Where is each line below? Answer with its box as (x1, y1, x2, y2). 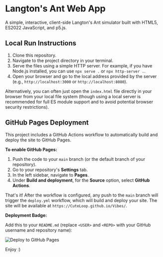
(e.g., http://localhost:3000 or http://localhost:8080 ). (12, 78, 128, 84)
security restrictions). (5, 104, 49, 110)
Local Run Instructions (5, 39, 77, 48)
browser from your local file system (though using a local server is (5, 93, 141, 99)
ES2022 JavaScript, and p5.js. (5, 24, 67, 30)
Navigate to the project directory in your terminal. (12, 58, 113, 64)
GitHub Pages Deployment (5, 119, 89, 127)
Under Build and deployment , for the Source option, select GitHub (12, 177, 150, 183)
